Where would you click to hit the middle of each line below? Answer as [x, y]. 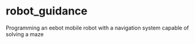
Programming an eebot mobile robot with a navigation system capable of [97, 28]
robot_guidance [47, 11]
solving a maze [25, 34]
